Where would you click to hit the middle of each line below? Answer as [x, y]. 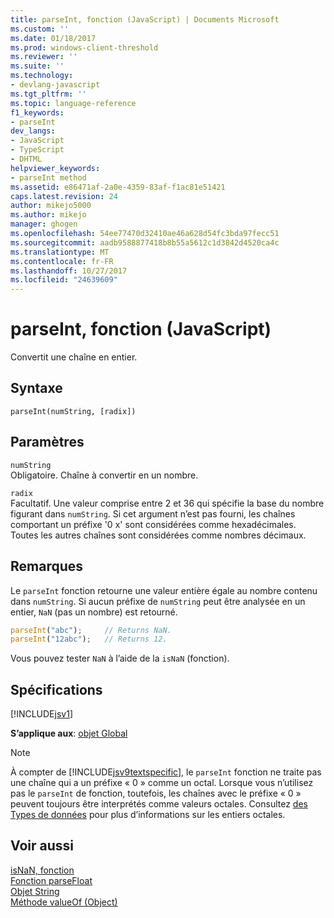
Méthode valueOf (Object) [64, 902]
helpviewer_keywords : [55, 168]
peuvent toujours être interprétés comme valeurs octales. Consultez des [159, 804]
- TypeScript [37, 150]
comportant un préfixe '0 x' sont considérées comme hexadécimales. [153, 524]
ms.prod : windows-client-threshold [84, 47]
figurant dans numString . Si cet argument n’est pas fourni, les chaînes [153, 513]
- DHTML [26, 159]
